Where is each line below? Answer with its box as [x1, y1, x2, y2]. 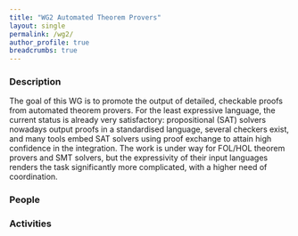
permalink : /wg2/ [9, 29, 74, 38]
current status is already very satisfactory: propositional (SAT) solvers [9, 115, 266, 126]
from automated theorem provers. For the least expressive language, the [9, 105, 276, 116]
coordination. [9, 171, 58, 183]
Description [9, 76, 62, 88]
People [9, 193, 40, 206]
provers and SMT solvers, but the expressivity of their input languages [9, 152, 269, 163]
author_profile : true [9, 37, 90, 47]
